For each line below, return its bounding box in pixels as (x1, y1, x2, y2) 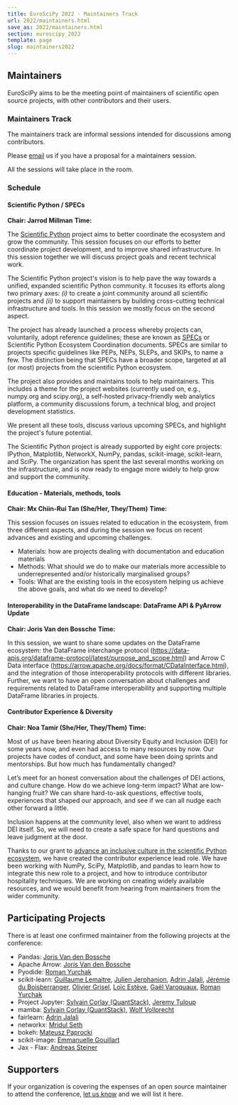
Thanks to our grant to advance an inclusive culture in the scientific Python (7, 846, 227, 855)
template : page (7, 37, 53, 44)
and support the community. (7, 473, 90, 481)
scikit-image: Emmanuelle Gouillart (17, 1035, 120, 1044)
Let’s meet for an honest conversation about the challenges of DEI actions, (7, 773, 226, 782)
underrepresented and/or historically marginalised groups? (17, 570, 190, 578)
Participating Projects (7, 912, 106, 925)
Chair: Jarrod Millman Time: (7, 216, 92, 225)
